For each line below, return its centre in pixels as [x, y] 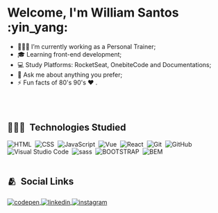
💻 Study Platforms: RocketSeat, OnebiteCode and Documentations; [114, 64]
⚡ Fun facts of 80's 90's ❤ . [57, 82]
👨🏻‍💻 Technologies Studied [67, 128]
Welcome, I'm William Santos [93, 13]
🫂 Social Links [41, 182]
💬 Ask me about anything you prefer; [70, 75]
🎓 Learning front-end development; [69, 54]
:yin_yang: [37, 27]
